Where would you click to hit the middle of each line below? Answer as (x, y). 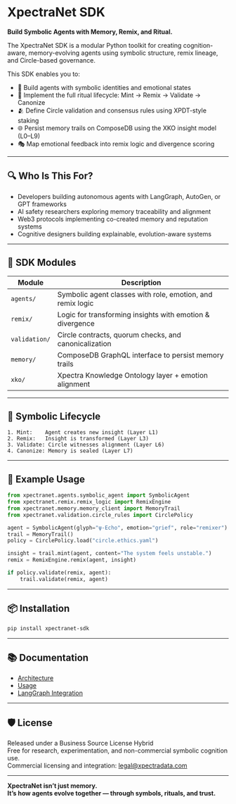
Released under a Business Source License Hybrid (80, 744)
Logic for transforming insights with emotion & (133, 314)
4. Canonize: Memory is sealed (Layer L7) (70, 451)
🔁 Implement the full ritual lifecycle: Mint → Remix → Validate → (109, 95)
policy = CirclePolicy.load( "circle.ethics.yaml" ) (83, 541)
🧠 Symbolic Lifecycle (54, 416)
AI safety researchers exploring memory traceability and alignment (114, 211)
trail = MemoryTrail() (40, 534)
